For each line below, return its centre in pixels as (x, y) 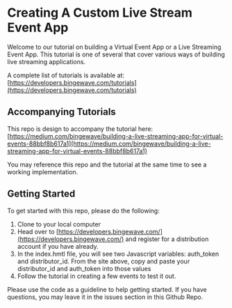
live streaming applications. (46, 61)
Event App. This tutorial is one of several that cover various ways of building (116, 54)
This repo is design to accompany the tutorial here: (80, 129)
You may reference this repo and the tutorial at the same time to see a (107, 164)
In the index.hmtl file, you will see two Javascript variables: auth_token (118, 254)
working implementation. (43, 171)
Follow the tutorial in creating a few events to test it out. (97, 276)
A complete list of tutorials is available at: (66, 75)
